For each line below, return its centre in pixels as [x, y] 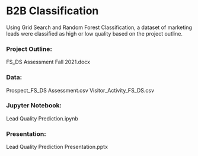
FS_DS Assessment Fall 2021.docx [48, 62]
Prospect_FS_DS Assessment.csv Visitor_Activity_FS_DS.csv [80, 90]
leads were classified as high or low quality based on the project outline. [94, 33]
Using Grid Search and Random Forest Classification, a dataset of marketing [99, 27]
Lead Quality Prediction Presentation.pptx [57, 147]
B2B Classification [52, 11]
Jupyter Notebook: [34, 106]
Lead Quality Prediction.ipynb [42, 118]
